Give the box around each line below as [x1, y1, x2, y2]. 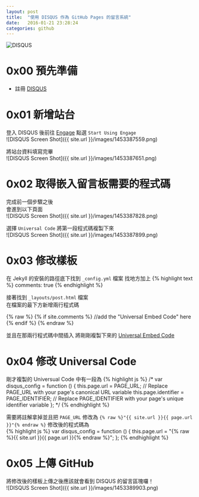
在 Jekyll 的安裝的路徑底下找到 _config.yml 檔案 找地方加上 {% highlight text [6, 275, 193, 282]
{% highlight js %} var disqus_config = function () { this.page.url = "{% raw [6, 427, 189, 435]
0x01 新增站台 [6, 108, 75, 122]
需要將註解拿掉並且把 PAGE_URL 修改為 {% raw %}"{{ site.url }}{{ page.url [6, 413, 193, 420]
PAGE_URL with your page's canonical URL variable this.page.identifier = [6, 388, 184, 396]
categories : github [6, 25, 55, 32]
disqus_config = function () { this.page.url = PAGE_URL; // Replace [6, 382, 168, 389]
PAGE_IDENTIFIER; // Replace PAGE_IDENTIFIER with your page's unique [6, 395, 184, 402]
